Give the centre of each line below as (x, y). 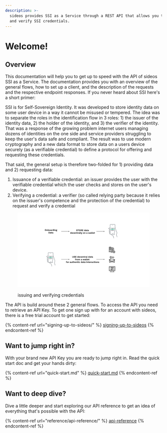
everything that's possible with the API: (45, 411)
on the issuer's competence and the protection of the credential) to (81, 201)
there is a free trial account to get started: (48, 315)
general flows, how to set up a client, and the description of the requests (80, 87)
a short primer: (20, 98)
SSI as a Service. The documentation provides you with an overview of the (82, 82)
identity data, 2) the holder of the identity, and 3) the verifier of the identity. (82, 123)
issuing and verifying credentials (51, 295)
